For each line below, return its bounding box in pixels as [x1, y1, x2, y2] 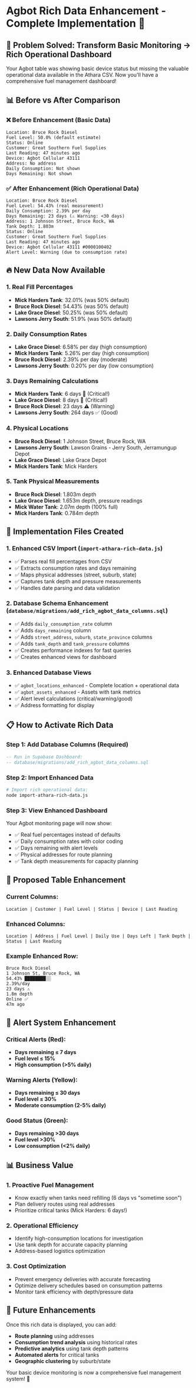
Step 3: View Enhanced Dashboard [6, 806, 108, 815]
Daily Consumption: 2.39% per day [6, 208, 91, 214]
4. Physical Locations [6, 424, 69, 432]
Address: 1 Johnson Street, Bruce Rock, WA [6, 218, 115, 224]
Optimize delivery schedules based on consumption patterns [14, 1282, 163, 1289]
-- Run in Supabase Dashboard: [6, 754, 83, 760]
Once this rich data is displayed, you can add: [6, 1321, 117, 1328]
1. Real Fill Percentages [6, 283, 74, 291]
